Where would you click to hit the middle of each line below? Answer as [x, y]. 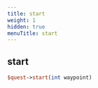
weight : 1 [22, 20]
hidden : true [26, 27]
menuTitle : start [33, 33]
